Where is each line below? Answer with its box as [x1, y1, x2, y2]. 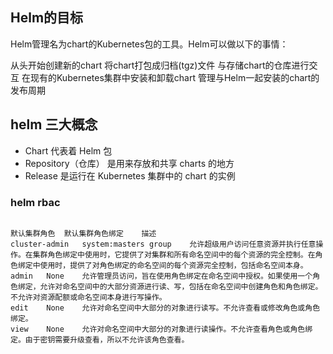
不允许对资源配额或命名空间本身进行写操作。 [10, 292, 167, 302]
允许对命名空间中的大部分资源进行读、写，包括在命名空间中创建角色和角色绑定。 [39, 281, 323, 292]
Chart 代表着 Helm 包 [24, 144, 113, 157]
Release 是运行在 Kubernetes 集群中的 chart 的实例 [24, 169, 236, 182]
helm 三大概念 [10, 116, 98, 133]
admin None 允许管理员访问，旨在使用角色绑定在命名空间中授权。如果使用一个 [10, 271, 313, 281]
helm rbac [10, 195, 61, 209]
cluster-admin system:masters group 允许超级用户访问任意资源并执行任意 [10, 239, 317, 249]
